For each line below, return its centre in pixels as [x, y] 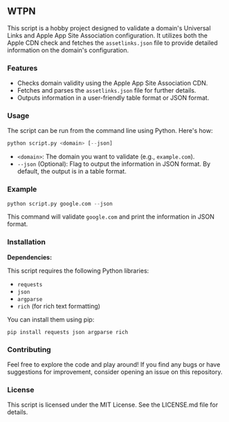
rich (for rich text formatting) [58, 306]
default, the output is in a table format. [72, 172]
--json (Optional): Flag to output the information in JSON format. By [114, 164]
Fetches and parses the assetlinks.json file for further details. [107, 91]
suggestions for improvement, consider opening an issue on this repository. [115, 372]
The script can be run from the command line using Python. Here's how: [110, 131]
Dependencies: [30, 257]
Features [22, 68]
